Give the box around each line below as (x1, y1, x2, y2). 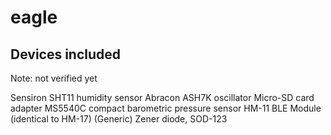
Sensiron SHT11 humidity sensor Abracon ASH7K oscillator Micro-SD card (10, 92, 315, 103)
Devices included (10, 46, 122, 63)
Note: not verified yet (10, 72, 98, 84)
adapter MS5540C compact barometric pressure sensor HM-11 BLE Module (10, 102, 322, 114)
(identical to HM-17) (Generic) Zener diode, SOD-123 (10, 113, 228, 125)
